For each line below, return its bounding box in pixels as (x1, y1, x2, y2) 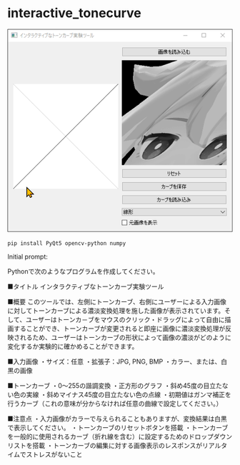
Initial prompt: (7, 252, 49, 261)
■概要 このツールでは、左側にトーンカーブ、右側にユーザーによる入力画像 (7, 298, 227, 306)
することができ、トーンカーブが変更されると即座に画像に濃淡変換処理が (13, 324, 226, 333)
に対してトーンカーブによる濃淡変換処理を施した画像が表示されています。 (7, 306, 225, 315)
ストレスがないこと (26, 450, 83, 459)
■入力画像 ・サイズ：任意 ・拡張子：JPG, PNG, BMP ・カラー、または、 (7, 357, 221, 366)
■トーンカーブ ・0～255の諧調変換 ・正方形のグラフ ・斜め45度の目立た (7, 381, 223, 390)
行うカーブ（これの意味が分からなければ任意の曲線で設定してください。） (7, 399, 223, 408)
